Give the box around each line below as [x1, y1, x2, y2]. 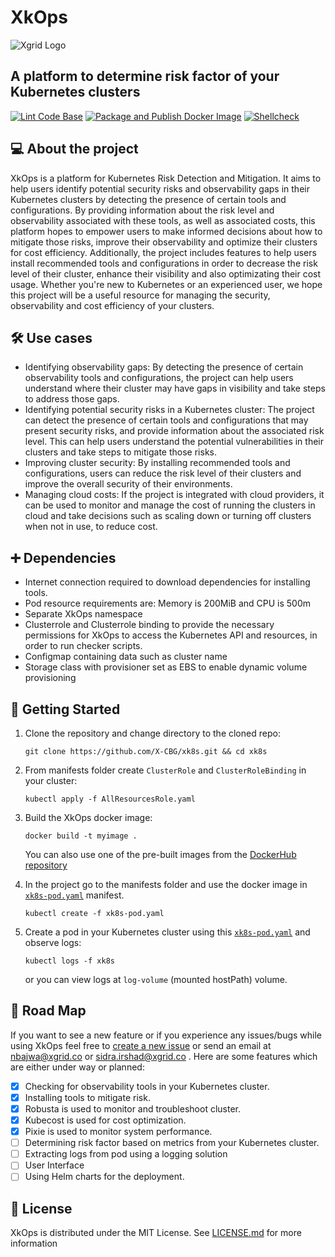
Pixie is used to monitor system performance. [24, 1126, 213, 1138]
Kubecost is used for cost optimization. [24, 1114, 187, 1126]
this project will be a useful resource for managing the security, [10, 289, 271, 301]
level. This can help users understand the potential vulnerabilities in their [24, 436, 324, 448]
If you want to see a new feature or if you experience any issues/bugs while [10, 1029, 323, 1041]
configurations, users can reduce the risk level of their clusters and [24, 467, 302, 480]
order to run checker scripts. [24, 640, 143, 652]
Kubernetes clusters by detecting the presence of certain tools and [10, 193, 287, 205]
